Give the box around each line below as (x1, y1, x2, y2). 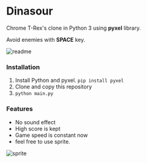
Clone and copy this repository (15, 83, 93, 90)
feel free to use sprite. (15, 138, 71, 145)
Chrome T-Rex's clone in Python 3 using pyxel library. (6, 24, 141, 32)
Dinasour (6, 4, 53, 18)
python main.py (15, 91, 54, 97)
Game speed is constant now (15, 131, 88, 139)
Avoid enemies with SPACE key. (6, 36, 86, 43)
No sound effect (15, 118, 56, 125)
